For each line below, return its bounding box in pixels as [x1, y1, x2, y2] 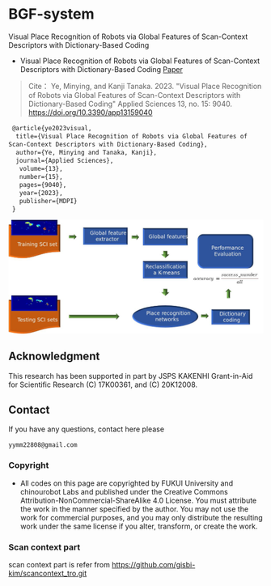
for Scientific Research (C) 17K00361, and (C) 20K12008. [8, 380, 198, 389]
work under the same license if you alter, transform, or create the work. [19, 521, 258, 531]
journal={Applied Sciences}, [15, 156, 114, 164]
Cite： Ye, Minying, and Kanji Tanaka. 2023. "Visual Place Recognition [28, 81, 262, 91]
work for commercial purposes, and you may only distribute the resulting [19, 512, 263, 522]
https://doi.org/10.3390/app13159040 [28, 107, 153, 117]
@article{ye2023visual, [11, 124, 92, 132]
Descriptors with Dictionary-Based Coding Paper [19, 64, 184, 74]
